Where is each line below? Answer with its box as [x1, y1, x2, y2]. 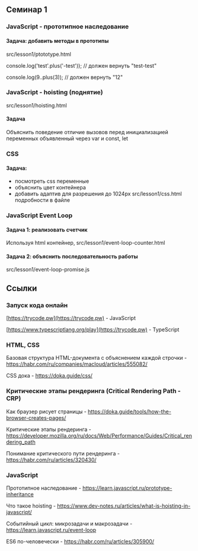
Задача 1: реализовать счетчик [6, 226, 88, 233]
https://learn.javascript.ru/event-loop [6, 527, 97, 534]
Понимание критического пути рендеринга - [6, 449, 120, 457]
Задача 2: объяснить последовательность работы [6, 252, 138, 260]
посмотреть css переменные [14, 178, 90, 185]
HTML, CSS [6, 341, 40, 349]
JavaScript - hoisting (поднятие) [6, 88, 103, 97]
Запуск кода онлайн [6, 301, 68, 309]
